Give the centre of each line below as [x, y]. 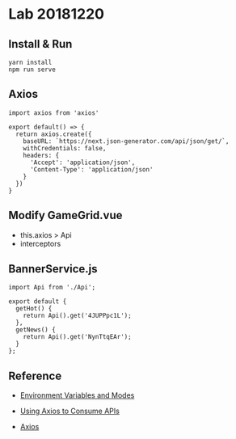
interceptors [40, 243]
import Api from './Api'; [52, 288]
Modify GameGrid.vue [65, 215]
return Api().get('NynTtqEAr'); [77, 337]
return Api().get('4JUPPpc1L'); [77, 316]
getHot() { [34, 309]
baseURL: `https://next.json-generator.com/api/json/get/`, [126, 141]
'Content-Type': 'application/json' [91, 169]
